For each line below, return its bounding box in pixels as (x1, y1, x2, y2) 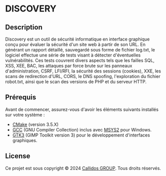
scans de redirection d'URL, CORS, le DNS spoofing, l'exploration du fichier (5, 73, 161, 79)
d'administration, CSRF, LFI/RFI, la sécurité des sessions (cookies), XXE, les (5, 68, 161, 74)
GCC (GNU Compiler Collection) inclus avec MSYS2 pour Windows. (12, 126, 152, 132)
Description (5, 23, 42, 31)
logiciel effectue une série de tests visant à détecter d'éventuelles (5, 52, 141, 58)
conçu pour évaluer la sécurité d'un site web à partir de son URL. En (5, 41, 146, 47)
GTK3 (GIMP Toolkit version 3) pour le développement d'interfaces (12, 132, 150, 138)
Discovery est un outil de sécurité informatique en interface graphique (5, 36, 150, 42)
